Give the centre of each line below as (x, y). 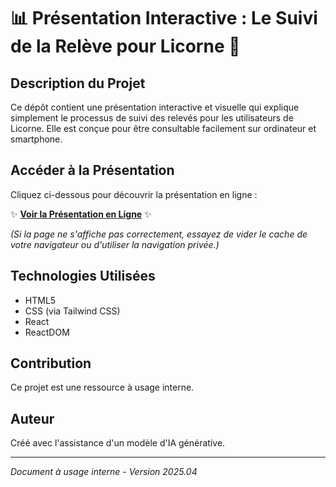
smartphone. (36, 139)
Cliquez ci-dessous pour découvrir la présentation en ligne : (134, 194)
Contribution (51, 363)
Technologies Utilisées (83, 276)
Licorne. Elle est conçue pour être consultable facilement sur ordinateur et (163, 128)
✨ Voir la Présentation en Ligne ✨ (81, 214)
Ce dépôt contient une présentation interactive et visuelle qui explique (155, 107)
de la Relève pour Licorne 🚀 (125, 46)
